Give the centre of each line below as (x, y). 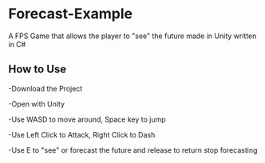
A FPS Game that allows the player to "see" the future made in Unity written (132, 36)
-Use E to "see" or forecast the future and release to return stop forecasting (133, 150)
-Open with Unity (37, 103)
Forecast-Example (71, 14)
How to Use (38, 70)
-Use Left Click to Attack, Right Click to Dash (82, 134)
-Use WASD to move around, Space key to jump (87, 119)
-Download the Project (45, 88)
